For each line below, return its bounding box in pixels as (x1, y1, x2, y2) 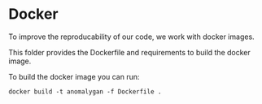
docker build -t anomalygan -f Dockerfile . (8, 87, 162, 96)
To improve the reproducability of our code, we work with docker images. (8, 32, 255, 41)
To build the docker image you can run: (8, 71, 140, 81)
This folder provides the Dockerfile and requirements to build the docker (8, 47, 251, 57)
